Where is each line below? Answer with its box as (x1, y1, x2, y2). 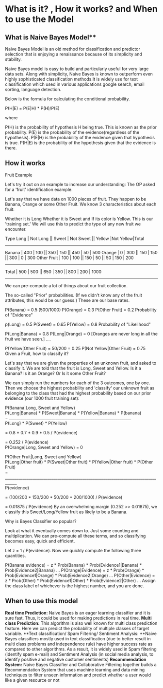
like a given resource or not (5, 677, 60, 683)
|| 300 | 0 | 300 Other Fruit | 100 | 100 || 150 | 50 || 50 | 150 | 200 (5, 255, 134, 260)
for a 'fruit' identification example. (5, 186, 73, 192)
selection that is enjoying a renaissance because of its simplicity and (5, 51, 142, 57)
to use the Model (5, 14, 74, 25)
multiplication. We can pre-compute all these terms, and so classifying (5, 533, 146, 539)
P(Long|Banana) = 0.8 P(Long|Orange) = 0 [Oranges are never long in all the (5, 331, 158, 336)
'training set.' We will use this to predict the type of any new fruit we (5, 221, 141, 227)
